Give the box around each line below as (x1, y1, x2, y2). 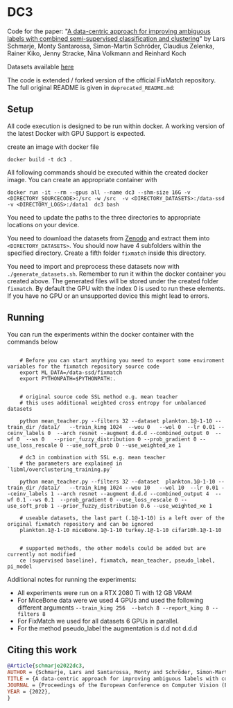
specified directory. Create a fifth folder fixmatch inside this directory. (7, 249, 207, 257)
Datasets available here (7, 62, 74, 71)
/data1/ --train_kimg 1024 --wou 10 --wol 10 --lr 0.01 (37, 484, 218, 491)
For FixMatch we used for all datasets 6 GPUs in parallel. (17, 617, 179, 625)
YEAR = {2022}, (7, 688, 51, 695)
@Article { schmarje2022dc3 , (7, 662, 85, 669)
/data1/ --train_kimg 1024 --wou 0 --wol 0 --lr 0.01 (37, 423, 216, 430)
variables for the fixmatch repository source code (7, 363, 159, 370)
